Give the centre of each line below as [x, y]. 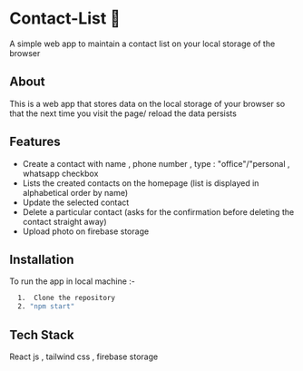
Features [35, 142]
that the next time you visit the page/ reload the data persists [123, 113]
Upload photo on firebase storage [86, 231]
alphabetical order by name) [75, 192]
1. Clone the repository [67, 298]
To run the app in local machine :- [73, 281]
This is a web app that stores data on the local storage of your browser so [147, 103]
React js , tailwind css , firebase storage [84, 356]
